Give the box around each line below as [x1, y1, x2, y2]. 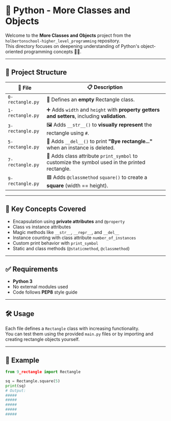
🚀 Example [5, 356, 40, 364]
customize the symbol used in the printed [46, 159, 146, 166]
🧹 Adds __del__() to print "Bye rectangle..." [46, 138, 153, 145]
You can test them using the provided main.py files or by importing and [5, 331, 154, 337]
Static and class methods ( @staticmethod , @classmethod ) [12, 245, 130, 251]
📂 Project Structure [5, 68, 67, 77]
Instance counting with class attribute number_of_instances [12, 234, 136, 241]
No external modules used [12, 284, 68, 290]
